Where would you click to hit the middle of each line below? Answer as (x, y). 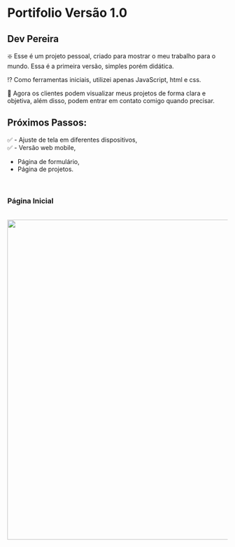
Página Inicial (30, 201)
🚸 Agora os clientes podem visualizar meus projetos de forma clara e (107, 93)
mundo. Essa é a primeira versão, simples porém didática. (91, 66)
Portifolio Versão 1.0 (67, 13)
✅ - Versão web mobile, (42, 147)
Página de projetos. (45, 169)
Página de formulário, (48, 161)
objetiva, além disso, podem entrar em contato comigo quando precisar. (111, 101)
